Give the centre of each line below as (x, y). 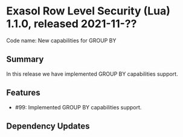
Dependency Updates (48, 126)
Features (23, 93)
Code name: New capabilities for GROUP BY (61, 40)
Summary (25, 59)
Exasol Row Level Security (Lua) (88, 11)
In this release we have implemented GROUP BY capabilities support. (92, 74)
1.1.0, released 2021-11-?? (72, 24)
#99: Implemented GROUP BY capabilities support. (78, 107)
